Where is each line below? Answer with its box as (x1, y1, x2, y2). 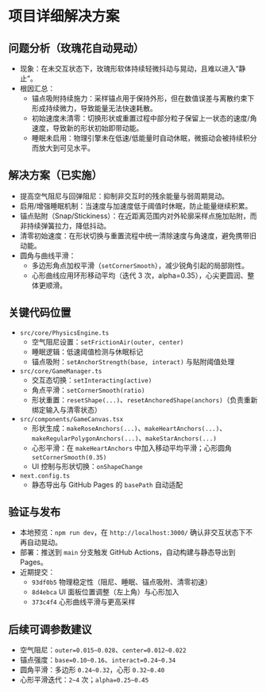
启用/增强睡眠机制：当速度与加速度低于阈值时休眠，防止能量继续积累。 (19, 201, 253, 210)
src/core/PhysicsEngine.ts (19, 329, 110, 337)
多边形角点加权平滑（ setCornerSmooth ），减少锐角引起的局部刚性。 (31, 260, 249, 270)
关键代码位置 (8, 306, 71, 320)
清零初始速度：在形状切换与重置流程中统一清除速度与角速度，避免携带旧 (19, 231, 256, 240)
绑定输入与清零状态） (31, 405, 102, 414)
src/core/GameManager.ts (19, 367, 102, 375)
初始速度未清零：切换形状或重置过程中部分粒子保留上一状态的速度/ (31, 113, 250, 123)
